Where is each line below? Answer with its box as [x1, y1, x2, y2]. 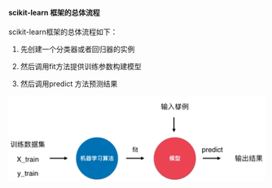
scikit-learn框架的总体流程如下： [8, 27, 118, 37]
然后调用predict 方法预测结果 [20, 79, 118, 89]
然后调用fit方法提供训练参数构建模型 [20, 62, 142, 72]
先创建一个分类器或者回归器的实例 [20, 45, 135, 55]
